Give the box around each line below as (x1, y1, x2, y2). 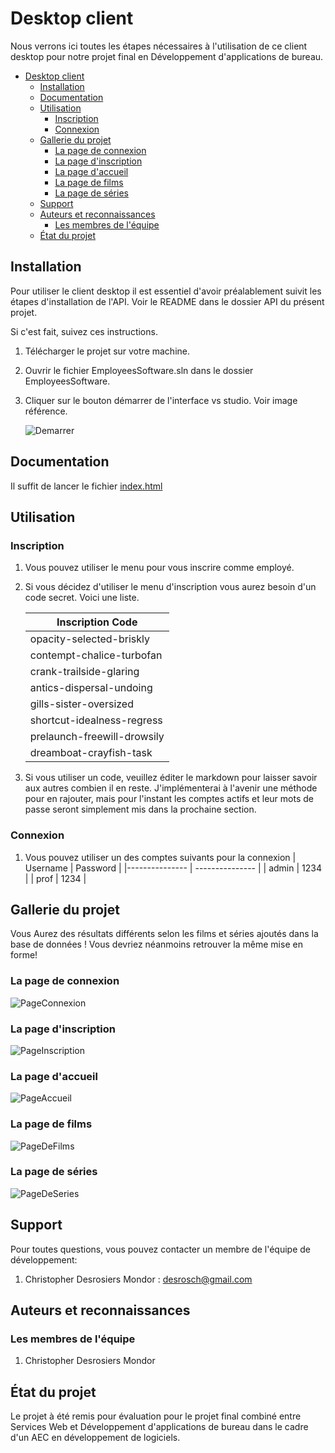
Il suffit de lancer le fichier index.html (10, 480, 163, 492)
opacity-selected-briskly (29, 632, 150, 646)
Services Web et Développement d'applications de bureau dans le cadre (10, 1421, 309, 1433)
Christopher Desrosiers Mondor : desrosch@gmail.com (24, 1273, 253, 1285)
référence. (24, 405, 68, 417)
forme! (10, 949, 38, 961)
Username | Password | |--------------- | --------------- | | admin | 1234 (24, 862, 322, 874)
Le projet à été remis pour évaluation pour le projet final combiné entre (10, 1410, 302, 1422)
